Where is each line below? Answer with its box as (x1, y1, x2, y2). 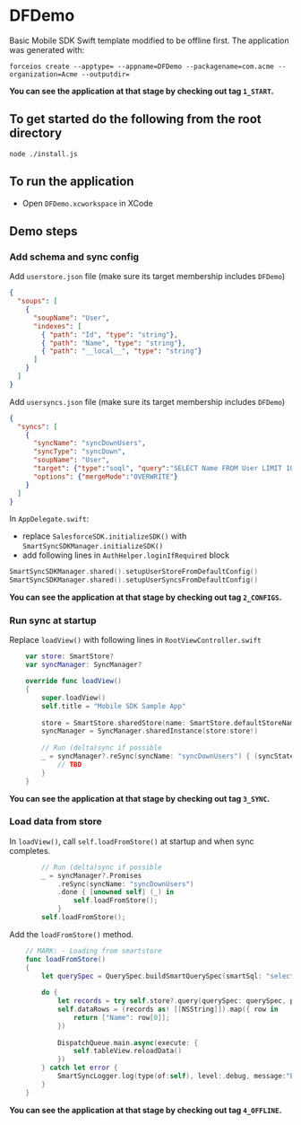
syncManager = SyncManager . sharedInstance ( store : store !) (41, 726, 258, 736)
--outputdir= (81, 69, 130, 79)
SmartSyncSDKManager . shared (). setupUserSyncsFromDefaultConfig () (9, 576, 258, 584)
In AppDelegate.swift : (9, 514, 90, 524)
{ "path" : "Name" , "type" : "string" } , (41, 338, 186, 347)
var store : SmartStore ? (25, 652, 115, 661)
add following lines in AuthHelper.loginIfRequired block (21, 549, 230, 561)
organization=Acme (9, 69, 78, 79)
